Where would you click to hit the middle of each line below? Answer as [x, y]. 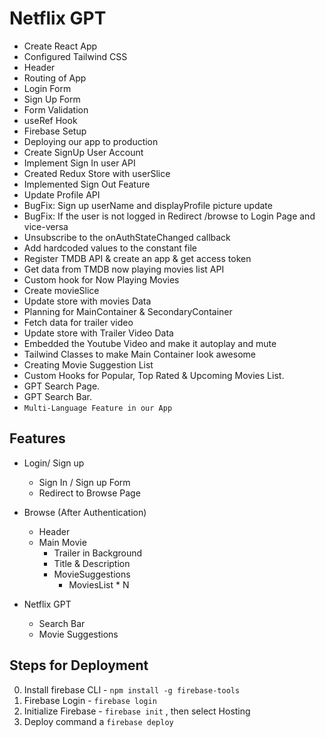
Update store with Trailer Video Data [98, 333]
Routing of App [55, 78]
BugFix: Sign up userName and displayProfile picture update [148, 205]
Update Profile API [62, 194]
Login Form [47, 88]
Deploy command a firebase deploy [98, 721]
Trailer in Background [98, 553]
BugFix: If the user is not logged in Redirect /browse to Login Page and [169, 216]
